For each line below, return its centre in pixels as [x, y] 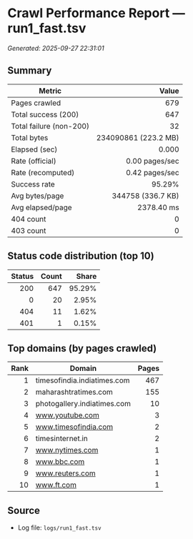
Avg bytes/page [38, 196]
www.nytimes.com [67, 450]
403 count [29, 230]
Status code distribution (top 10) [81, 256]
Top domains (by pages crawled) [82, 348]
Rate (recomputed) [43, 172]
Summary [30, 70]
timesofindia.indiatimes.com [83, 380]
